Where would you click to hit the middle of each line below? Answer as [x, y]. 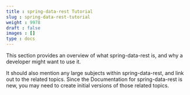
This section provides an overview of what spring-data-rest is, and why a [94, 55]
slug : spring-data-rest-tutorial [48, 17]
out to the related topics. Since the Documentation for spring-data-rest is [94, 79]
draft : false [23, 28]
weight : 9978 [23, 22]
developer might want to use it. [43, 62]
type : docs [21, 39]
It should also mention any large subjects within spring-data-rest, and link [95, 73]
